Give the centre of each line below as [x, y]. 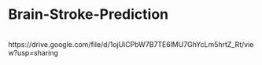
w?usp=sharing [33, 52]
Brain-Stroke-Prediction [89, 14]
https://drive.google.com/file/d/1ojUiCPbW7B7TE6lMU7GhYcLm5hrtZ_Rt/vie [131, 44]
